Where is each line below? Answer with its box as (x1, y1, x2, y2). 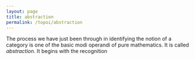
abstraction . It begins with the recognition (6, 48, 107, 55)
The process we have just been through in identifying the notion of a (6, 36, 172, 43)
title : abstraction (6, 14, 54, 20)
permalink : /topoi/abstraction (6, 19, 83, 25)
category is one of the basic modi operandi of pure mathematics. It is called (6, 41, 189, 48)
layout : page (6, 8, 38, 15)
